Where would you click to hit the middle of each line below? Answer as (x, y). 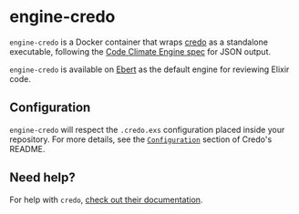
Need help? (42, 178)
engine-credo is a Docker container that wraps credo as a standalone (139, 42)
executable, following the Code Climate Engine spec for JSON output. (140, 51)
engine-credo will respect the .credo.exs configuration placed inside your (147, 129)
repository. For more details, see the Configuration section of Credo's (141, 139)
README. (27, 148)
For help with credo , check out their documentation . (106, 199)
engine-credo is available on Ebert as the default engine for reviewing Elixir (149, 69)
